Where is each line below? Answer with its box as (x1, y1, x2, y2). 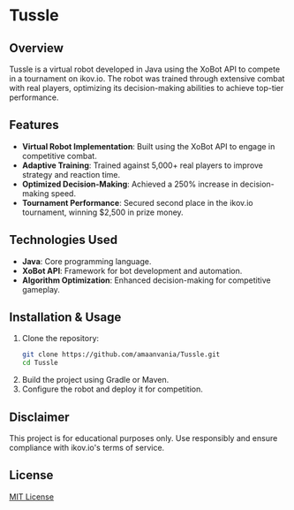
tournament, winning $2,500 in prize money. (21, 207, 184, 217)
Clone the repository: (21, 333, 100, 344)
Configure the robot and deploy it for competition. (21, 384, 203, 394)
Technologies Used (9, 232, 117, 247)
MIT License (9, 491, 55, 502)
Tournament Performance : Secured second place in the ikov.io (21, 197, 253, 208)
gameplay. (21, 284, 60, 294)
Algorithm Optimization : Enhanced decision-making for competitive (21, 275, 271, 285)
